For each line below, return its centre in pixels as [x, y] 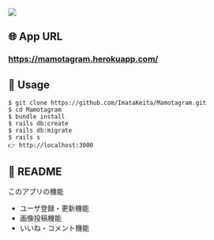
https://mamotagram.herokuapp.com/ [83, 59]
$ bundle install [37, 117]
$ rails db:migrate [40, 131]
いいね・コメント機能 [54, 227]
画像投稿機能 [40, 218]
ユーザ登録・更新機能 [54, 208]
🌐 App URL [36, 37]
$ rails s [24, 137]
